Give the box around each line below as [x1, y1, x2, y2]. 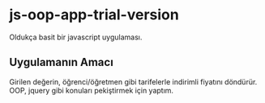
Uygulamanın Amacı [9, 56, 114, 69]
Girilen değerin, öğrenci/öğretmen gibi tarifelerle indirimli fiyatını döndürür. [9, 76, 258, 86]
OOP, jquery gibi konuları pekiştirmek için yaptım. [9, 85, 173, 95]
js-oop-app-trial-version [9, 6, 179, 24]
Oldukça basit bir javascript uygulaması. [9, 32, 143, 42]
